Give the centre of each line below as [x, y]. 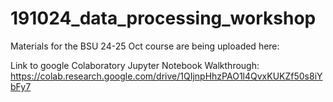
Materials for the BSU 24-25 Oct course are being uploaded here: [145, 46]
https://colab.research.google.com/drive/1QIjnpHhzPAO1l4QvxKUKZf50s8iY [166, 76]
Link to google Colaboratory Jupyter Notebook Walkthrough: [135, 65]
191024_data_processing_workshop [163, 18]
